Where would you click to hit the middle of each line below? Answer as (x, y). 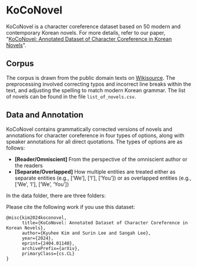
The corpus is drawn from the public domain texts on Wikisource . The (91, 77)
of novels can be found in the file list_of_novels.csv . (71, 96)
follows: (16, 148)
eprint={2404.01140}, (48, 243)
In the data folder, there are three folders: (56, 195)
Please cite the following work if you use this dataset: (71, 207)
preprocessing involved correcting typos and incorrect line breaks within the (99, 84)
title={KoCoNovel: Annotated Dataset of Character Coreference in (105, 223)
